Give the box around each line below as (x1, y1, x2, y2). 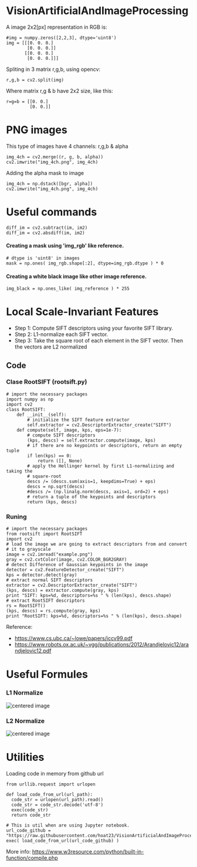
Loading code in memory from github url (6, 770, 104, 777)
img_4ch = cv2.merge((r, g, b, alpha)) (6, 154, 104, 160)
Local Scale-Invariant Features (6, 305, 159, 319)
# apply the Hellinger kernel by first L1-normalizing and (27, 463, 175, 469)
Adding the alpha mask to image (6, 169, 84, 177)
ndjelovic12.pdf (14, 647, 52, 655)
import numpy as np (6, 396, 54, 402)
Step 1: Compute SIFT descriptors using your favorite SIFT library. (14, 324, 174, 332)
